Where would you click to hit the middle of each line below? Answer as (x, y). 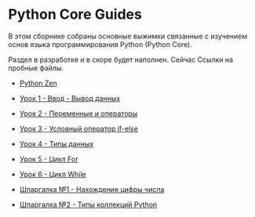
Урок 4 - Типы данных (56, 143)
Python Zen (38, 83)
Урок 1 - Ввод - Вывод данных (70, 98)
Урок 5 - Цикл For (49, 159)
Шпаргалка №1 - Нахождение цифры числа (92, 189)
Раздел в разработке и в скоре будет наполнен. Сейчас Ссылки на (121, 60)
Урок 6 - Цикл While (53, 174)
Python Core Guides (75, 14)
